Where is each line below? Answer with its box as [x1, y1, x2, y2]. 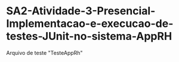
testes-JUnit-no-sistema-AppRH [6, 30, 172, 43]
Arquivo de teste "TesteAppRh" [6, 49, 83, 56]
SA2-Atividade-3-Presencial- [6, 4, 156, 18]
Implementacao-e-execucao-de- [6, 17, 174, 30]
